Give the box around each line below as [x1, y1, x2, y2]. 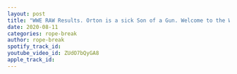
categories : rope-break [7, 30, 78, 37]
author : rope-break [7, 37, 65, 44]
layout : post [7, 10, 46, 18]
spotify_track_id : [7, 43, 61, 50]
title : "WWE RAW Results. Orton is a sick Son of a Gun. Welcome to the [7, 17, 226, 24]
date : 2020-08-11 [7, 23, 59, 30]
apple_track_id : [7, 56, 55, 63]
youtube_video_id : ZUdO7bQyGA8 [7, 50, 99, 57]
